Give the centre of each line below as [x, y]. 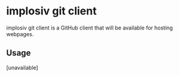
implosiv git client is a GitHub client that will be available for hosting [89, 28]
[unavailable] [22, 67]
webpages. [20, 34]
